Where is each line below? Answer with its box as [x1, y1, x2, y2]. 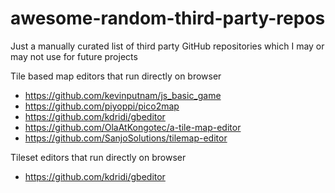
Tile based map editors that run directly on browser [10, 70, 222, 82]
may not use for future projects [10, 50, 138, 62]
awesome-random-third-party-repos [10, 7, 326, 30]
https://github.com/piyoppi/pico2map [24, 100, 180, 112]
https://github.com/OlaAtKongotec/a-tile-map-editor [24, 121, 242, 133]
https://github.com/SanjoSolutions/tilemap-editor [24, 132, 228, 144]
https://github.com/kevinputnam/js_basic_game [24, 89, 222, 101]
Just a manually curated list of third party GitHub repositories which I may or [10, 40, 325, 52]
